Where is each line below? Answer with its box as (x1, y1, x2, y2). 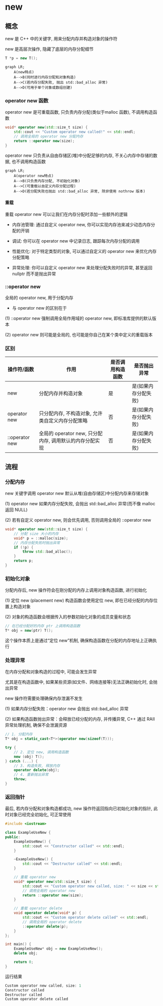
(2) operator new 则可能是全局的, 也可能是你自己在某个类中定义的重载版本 (5, 332, 153, 338)
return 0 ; (14, 960, 34, 965)
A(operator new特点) (14, 173, 54, 178)
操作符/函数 (7, 366, 34, 373)
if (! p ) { (14, 545, 34, 550)
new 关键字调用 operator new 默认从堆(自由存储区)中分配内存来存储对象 (5, 491, 149, 496)
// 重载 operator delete (14, 906, 63, 911)
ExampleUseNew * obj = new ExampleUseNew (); (14, 946, 103, 951)
